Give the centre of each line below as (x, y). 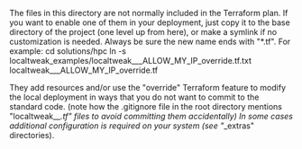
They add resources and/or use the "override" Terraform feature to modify (148, 88)
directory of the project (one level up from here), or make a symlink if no (143, 32)
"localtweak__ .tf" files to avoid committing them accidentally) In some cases (151, 116)
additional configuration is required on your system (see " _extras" (132, 126)
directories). (32, 135)
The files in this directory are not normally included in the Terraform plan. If (149, 13)
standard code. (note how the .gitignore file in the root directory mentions (146, 106)
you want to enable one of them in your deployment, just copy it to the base (150, 22)
